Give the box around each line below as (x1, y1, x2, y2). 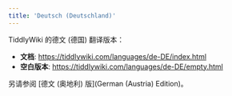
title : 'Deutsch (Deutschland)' (8, 11, 116, 20)
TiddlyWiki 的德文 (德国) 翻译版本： (8, 34, 125, 44)
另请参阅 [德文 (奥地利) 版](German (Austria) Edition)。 (8, 78, 188, 88)
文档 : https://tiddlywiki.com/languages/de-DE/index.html (19, 51, 206, 61)
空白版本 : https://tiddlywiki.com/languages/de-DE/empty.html (19, 62, 224, 71)
